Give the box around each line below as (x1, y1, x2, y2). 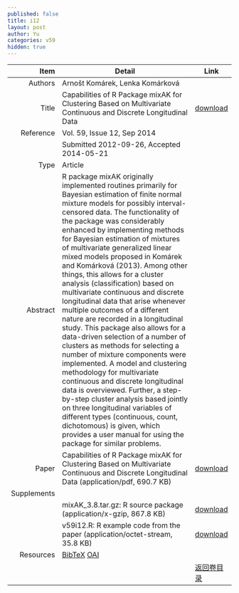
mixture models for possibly (61, 199, 155, 208)
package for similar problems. (61, 439, 161, 448)
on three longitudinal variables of (61, 403, 172, 413)
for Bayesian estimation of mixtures (61, 234, 180, 243)
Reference (20, 128, 55, 137)
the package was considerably (61, 216, 165, 226)
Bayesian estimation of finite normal (61, 189, 182, 199)
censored (61, 207, 94, 217)
